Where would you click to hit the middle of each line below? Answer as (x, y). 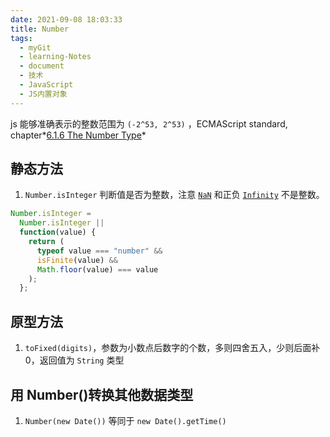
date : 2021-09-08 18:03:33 (66, 19)
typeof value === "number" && (99, 251)
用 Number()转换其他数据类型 (102, 394)
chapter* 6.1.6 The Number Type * (78, 135)
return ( (46, 242)
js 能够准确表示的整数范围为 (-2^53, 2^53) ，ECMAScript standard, (149, 123)
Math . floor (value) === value (97, 269)
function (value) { (58, 232)
